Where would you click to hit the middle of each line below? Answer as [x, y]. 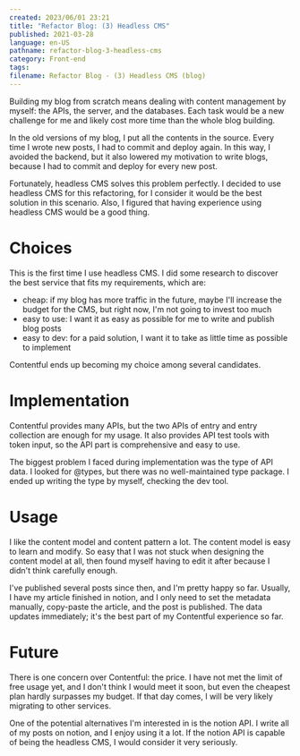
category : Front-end [48, 59]
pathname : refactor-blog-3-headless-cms [86, 51]
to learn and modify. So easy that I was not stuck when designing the [137, 551]
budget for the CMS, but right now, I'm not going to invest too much [147, 309]
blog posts [42, 328]
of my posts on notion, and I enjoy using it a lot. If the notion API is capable [147, 732]
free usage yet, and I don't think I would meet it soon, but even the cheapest [150, 686]
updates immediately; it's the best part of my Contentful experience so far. [146, 616]
